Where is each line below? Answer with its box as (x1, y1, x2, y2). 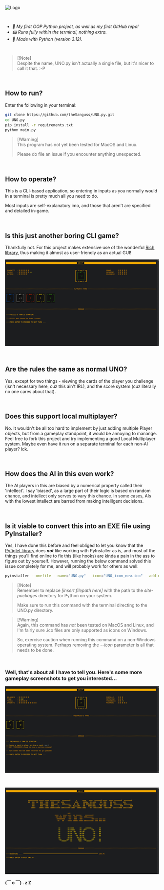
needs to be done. (17, 647, 54, 653)
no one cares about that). (5, 388, 56, 394)
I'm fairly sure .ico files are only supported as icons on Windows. (17, 627, 147, 633)
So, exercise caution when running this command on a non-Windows (17, 637, 156, 643)
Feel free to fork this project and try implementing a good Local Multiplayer (5, 436, 156, 442)
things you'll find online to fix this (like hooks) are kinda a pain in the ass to (5, 553, 155, 559)
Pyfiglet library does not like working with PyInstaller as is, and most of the (5, 548, 156, 554)
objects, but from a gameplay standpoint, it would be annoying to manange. (5, 430, 157, 436)
